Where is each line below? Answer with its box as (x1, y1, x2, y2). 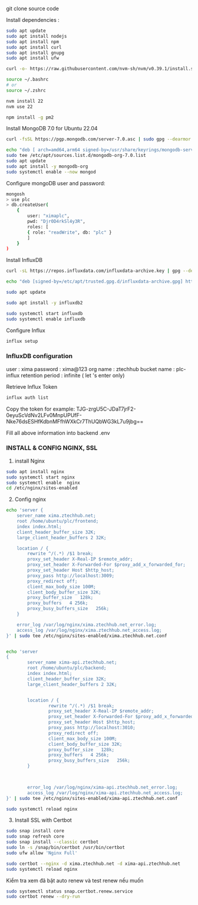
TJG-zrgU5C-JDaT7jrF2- (76, 405, 137, 412)
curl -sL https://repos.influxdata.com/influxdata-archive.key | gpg (6, 268, 181, 274)
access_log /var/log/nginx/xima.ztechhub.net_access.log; (16, 627, 162, 633)
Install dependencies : (6, 17, 60, 23)
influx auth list (6, 395, 49, 401)
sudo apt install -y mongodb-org (6, 163, 88, 169)
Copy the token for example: (6, 405, 75, 412)
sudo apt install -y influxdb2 (6, 300, 83, 306)
